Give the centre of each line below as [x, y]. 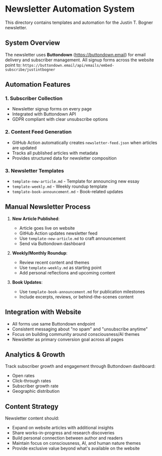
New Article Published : [36, 219]
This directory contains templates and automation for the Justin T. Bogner [79, 22]
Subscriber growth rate [35, 386]
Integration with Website [43, 312]
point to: [13, 65]
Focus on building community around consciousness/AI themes [76, 334]
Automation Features [38, 84]
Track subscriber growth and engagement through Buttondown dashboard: [80, 366]
